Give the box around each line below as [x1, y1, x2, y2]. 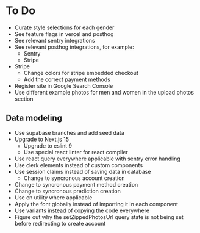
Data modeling [5, 113, 62, 123]
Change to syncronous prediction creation [14, 187, 121, 195]
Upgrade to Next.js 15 [14, 135, 70, 143]
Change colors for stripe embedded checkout [23, 69, 138, 76]
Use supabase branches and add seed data [14, 129, 124, 136]
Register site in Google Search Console [14, 82, 113, 89]
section [14, 95, 34, 102]
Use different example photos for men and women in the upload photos [14, 88, 195, 96]
